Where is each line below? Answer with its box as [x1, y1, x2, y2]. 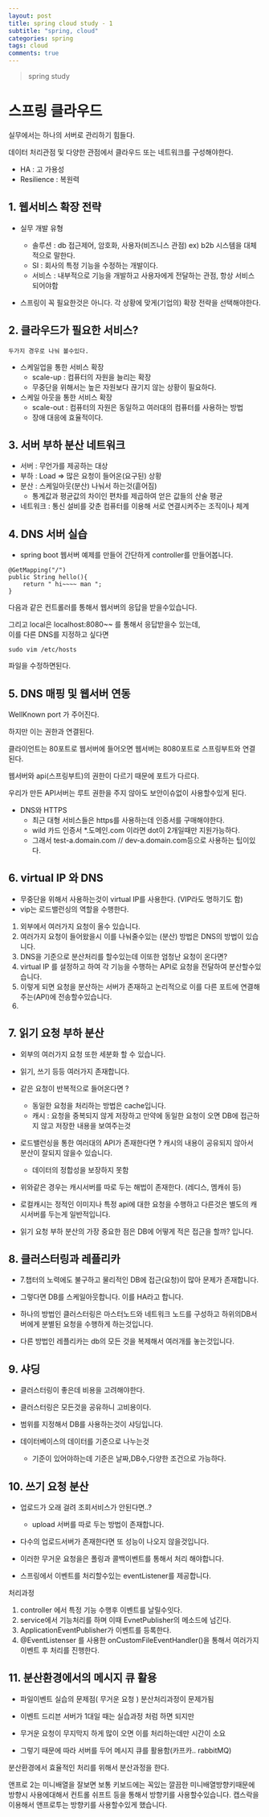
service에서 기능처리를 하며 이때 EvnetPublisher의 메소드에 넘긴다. [19, 1616, 231, 1625]
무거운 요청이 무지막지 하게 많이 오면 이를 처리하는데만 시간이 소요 [19, 1728, 226, 1738]
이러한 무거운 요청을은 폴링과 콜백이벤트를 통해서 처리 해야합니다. [19, 1554, 224, 1563]
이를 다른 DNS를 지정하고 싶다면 [8, 630, 109, 639]
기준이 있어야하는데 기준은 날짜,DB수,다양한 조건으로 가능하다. [31, 1454, 226, 1463]
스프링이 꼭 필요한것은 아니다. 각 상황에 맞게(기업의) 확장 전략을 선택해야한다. [19, 297, 261, 307]
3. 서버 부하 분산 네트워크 [8, 438, 126, 452]
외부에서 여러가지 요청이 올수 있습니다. [19, 921, 141, 931]
